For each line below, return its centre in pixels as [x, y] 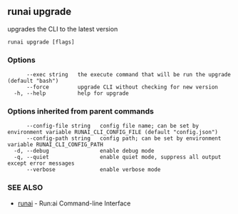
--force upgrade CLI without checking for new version [122, 87]
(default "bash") [33, 81]
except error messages [41, 163]
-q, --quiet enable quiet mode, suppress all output [118, 157]
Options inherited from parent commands [81, 111]
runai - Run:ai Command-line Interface [74, 203]
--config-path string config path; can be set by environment [124, 138]
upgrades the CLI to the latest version [63, 29]
